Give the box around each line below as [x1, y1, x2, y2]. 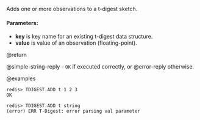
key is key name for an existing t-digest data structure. [15, 33, 153, 40]
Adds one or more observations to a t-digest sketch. [6, 6, 138, 12]
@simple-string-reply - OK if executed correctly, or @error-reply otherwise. [6, 63, 195, 70]
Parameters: [6, 19, 38, 26]
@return [6, 51, 27, 59]
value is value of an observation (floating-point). [15, 39, 137, 47]
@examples [6, 75, 36, 82]
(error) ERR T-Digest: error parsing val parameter [6, 108, 140, 114]
